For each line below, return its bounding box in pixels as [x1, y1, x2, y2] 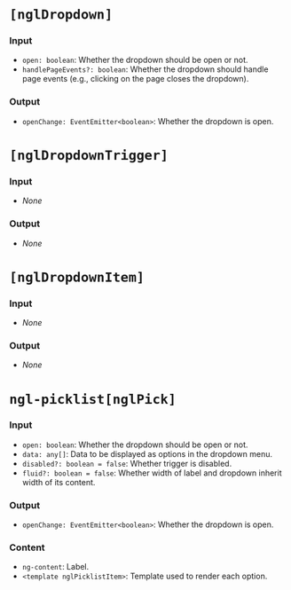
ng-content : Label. [21, 562, 90, 572]
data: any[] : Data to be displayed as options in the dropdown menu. [21, 448, 273, 459]
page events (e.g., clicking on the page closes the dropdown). [21, 74, 249, 84]
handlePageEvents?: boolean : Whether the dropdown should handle [21, 64, 269, 75]
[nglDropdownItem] [9, 269, 145, 286]
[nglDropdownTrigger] [9, 146, 169, 163]
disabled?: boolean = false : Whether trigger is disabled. [21, 458, 232, 468]
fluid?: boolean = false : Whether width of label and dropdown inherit [21, 468, 282, 478]
